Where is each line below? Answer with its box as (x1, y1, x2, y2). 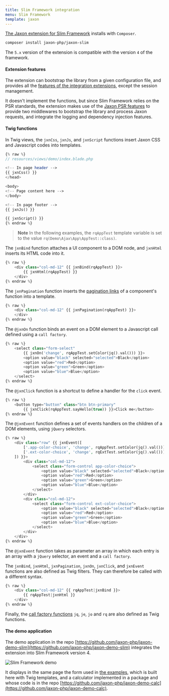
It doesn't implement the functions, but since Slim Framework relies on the (5, 98, 159, 104)
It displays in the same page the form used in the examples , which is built (5, 669, 157, 675)
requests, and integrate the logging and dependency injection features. (5, 114, 152, 120)
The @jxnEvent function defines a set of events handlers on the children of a (5, 421, 162, 427)
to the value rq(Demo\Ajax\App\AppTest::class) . (17, 235, 117, 242)
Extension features (5, 66, 46, 72)
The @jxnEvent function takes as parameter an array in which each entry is (5, 548, 159, 554)
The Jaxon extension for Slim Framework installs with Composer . (5, 31, 137, 37)
